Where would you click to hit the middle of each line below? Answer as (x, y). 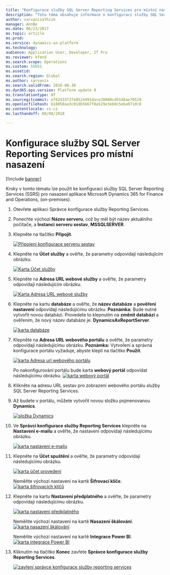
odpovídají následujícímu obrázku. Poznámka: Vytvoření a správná (83, 345)
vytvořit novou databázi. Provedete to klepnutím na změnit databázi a (86, 314)
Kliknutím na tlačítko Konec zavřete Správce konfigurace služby (80, 552)
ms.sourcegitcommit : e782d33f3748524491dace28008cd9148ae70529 (74, 99)
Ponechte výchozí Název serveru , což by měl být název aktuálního (83, 219)
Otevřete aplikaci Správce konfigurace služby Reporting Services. (81, 209)
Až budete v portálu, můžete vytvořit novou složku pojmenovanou (81, 401)
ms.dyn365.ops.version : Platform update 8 (51, 90)
